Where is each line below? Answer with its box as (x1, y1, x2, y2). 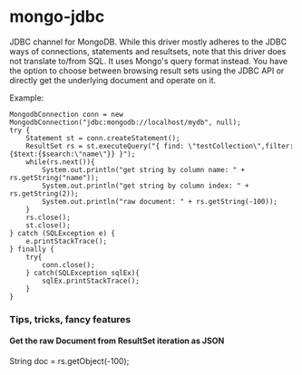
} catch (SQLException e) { (9, 228, 116, 237)
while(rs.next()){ (25, 157, 95, 167)
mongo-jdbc (9, 6, 105, 27)
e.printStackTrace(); (25, 236, 107, 245)
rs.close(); (25, 213, 71, 222)
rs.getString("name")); (9, 173, 100, 182)
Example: (9, 92, 44, 103)
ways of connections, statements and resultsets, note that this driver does (9, 45, 287, 56)
